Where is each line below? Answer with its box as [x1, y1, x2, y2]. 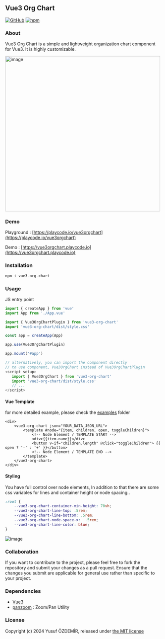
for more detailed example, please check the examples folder [5, 409, 130, 415]
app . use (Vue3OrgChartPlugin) [5, 342, 65, 347]
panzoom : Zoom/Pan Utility [12, 604, 69, 610]
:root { [5, 499, 21, 504]
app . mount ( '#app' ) [5, 351, 43, 356]
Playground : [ [5, 230, 34, 236]
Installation [5, 262, 33, 269]
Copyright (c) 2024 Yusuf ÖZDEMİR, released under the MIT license [5, 628, 144, 634]
